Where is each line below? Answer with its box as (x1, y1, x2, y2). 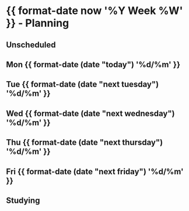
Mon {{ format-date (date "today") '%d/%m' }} (6, 60, 181, 70)
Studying (6, 195, 40, 205)
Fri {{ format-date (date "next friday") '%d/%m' (6, 167, 184, 177)
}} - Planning (6, 16, 69, 30)
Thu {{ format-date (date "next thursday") (6, 137, 163, 147)
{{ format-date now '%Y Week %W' (6, 4, 183, 18)
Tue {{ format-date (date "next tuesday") (6, 79, 159, 89)
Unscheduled (6, 40, 56, 50)
